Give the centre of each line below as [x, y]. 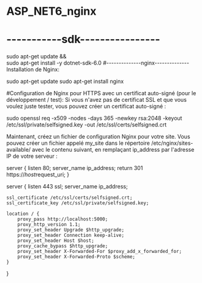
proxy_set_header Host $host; [56, 241]
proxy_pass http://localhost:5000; [63, 219]
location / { [23, 214]
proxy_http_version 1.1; [49, 225]
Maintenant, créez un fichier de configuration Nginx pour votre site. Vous [99, 137]
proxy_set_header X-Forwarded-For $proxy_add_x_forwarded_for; [100, 252]
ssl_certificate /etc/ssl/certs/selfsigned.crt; [69, 198]
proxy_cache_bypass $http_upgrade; [63, 246]
